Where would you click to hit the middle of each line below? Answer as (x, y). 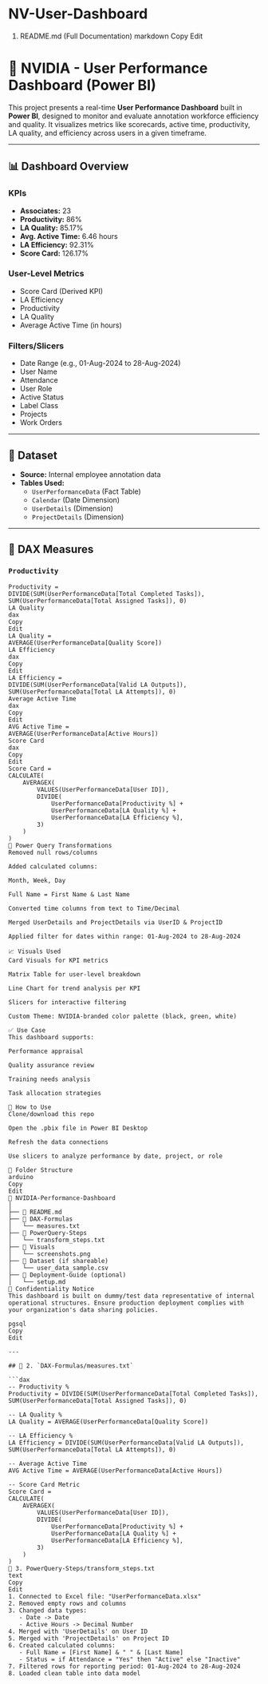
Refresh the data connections (59, 1142)
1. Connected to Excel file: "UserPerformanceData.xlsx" (105, 1596)
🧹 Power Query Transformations (60, 845)
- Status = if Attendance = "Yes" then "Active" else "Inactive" (130, 1659)
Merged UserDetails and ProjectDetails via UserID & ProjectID (116, 922)
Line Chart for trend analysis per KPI (75, 988)
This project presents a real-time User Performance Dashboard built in (126, 107)
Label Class (39, 406)
